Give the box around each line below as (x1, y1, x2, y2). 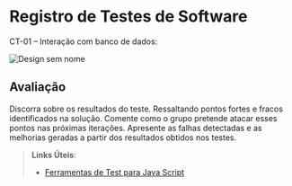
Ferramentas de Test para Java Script (44, 166, 185, 177)
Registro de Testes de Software (9, 6, 248, 27)
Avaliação (9, 79, 66, 95)
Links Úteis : (31, 149, 76, 160)
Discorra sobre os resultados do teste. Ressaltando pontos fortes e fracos (9, 103, 283, 114)
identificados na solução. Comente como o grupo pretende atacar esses (9, 112, 278, 123)
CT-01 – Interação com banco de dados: (9, 36, 158, 47)
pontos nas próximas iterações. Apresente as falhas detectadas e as (9, 122, 262, 133)
